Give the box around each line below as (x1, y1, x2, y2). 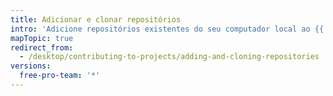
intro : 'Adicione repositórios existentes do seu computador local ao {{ (10, 24, 325, 34)
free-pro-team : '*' (19, 71, 101, 81)
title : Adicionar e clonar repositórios (10, 14, 182, 25)
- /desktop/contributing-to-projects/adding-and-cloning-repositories (19, 52, 320, 62)
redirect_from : (10, 42, 74, 53)
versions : (10, 61, 52, 71)
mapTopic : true (10, 33, 74, 43)
